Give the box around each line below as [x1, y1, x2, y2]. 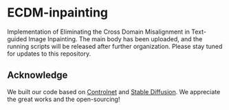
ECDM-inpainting [7, 5, 109, 21]
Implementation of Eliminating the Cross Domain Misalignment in [7, 27, 190, 36]
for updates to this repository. [7, 49, 91, 58]
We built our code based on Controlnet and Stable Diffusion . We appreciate [7, 87, 221, 96]
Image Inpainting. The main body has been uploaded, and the [28, 34, 203, 43]
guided [7, 34, 28, 43]
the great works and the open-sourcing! [7, 95, 120, 103]
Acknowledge [7, 69, 68, 81]
